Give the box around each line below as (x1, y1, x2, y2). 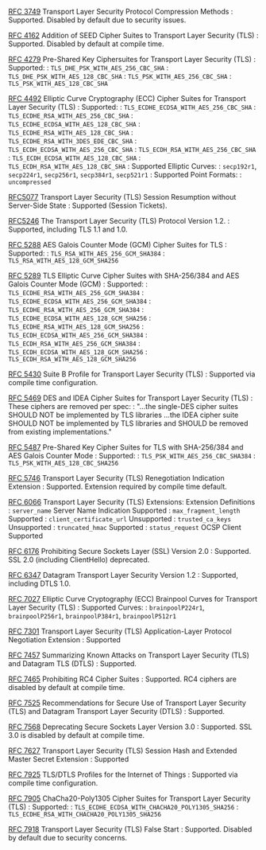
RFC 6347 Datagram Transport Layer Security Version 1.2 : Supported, (8, 571, 238, 579)
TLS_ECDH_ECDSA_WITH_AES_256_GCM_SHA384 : (8, 330, 148, 339)
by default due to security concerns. (8, 833, 128, 842)
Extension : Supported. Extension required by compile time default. (8, 482, 228, 491)
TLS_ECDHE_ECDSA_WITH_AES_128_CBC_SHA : (8, 119, 141, 128)
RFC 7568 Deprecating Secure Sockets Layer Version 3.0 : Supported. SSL (8, 722, 253, 731)
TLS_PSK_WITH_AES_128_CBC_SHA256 (8, 459, 119, 467)
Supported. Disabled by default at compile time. (8, 39, 164, 49)
